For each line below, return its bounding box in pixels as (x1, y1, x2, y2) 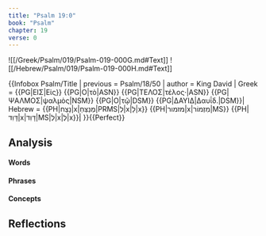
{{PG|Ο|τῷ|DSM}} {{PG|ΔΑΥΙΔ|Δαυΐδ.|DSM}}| (94, 96, 245, 105)
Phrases (8, 176, 37, 185)
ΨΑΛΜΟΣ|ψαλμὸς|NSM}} (8, 96, 94, 105)
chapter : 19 (8, 26, 48, 34)
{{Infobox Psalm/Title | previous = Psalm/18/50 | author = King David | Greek (8, 79, 258, 89)
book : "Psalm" (8, 19, 56, 27)
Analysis (8, 135, 53, 149)
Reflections (8, 217, 67, 230)
